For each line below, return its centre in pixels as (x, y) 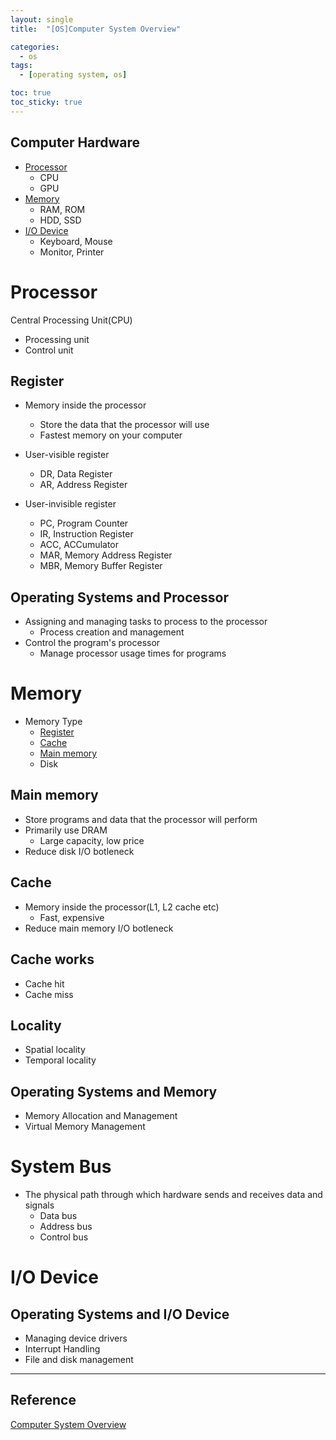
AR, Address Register (83, 485)
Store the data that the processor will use (124, 425)
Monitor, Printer (72, 252)
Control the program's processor (92, 643)
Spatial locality (55, 1050)
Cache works (52, 959)
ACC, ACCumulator (79, 545)
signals (39, 1205)
